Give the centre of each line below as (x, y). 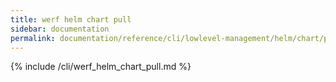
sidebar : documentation (60, 29)
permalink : (33, 38)
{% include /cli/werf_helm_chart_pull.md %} (101, 67)
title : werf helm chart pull (71, 19)
